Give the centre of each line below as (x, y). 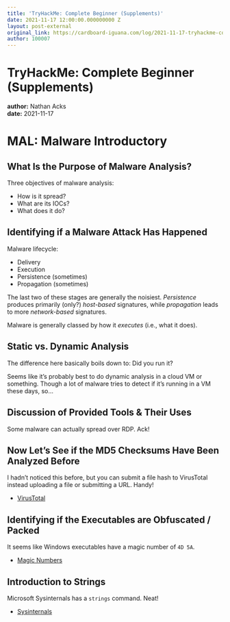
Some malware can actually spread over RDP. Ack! (78, 429)
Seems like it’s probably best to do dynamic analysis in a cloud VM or (105, 376)
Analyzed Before (43, 461)
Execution (31, 269)
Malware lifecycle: (33, 249)
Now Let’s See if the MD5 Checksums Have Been (113, 450)
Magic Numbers (40, 560)
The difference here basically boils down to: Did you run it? (90, 363)
